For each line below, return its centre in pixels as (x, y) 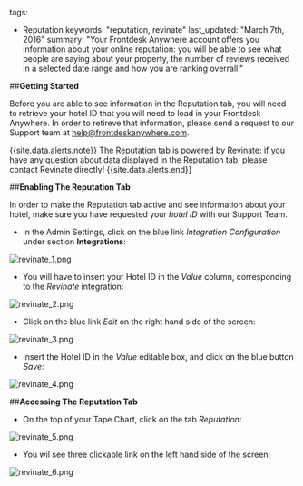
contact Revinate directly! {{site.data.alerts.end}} (101, 169)
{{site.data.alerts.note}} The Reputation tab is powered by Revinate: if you (147, 150)
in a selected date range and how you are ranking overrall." (133, 68)
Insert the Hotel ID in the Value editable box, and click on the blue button (158, 357)
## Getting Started (44, 86)
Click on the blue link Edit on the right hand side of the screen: (139, 322)
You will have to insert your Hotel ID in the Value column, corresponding (157, 277)
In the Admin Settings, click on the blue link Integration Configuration (151, 232)
